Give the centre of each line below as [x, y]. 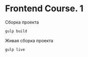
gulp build [16, 31]
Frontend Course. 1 [44, 9]
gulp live [15, 50]
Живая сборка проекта [29, 40]
